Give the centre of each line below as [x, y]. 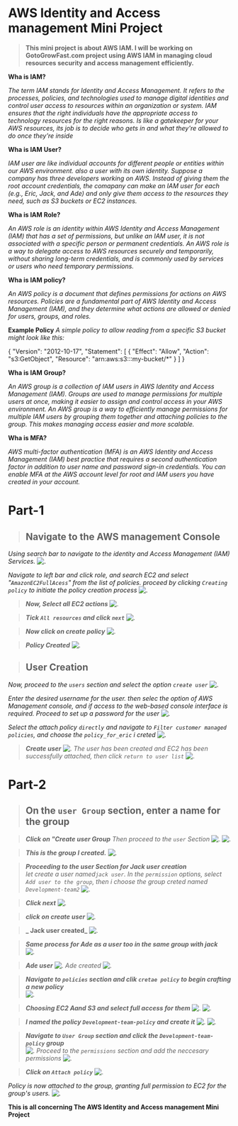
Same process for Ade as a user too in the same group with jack [121, 944]
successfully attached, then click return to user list [105, 756]
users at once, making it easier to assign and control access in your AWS [115, 401]
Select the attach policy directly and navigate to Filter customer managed [118, 727]
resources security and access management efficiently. [109, 62]
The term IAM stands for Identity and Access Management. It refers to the [117, 90]
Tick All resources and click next [75, 617]
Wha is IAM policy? [37, 280]
